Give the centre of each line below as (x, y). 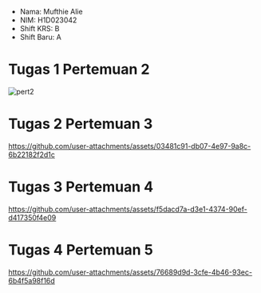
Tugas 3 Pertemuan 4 (81, 187)
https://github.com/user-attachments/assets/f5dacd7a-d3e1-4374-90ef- (128, 209)
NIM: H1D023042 (48, 20)
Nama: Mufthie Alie (51, 12)
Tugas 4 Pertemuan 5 (81, 250)
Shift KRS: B (40, 28)
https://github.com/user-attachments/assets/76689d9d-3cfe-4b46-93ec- (130, 272)
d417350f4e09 (32, 217)
